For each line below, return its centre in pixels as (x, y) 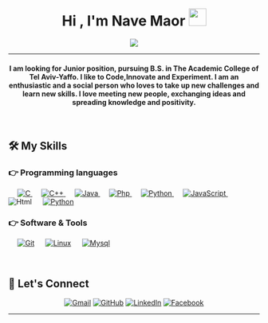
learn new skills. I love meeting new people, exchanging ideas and (134, 93)
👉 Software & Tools (48, 223)
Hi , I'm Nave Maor (124, 21)
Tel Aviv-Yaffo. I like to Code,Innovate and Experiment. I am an (134, 76)
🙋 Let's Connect (49, 284)
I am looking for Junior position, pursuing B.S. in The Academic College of (134, 68)
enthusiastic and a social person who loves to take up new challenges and (134, 85)
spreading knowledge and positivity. (134, 102)
